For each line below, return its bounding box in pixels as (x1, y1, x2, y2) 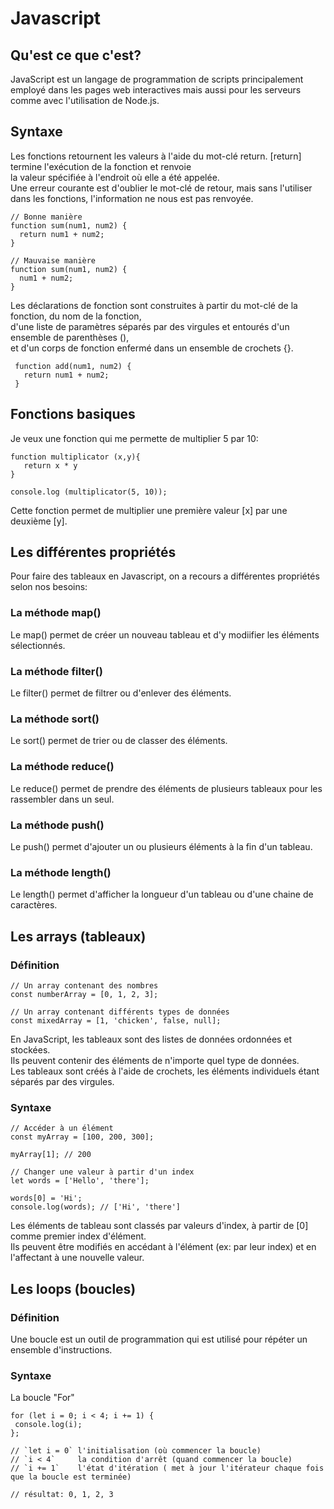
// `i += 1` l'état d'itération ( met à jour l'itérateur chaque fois (10, 1463, 325, 1474)
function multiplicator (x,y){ (10, 452, 141, 462)
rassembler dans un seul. (10, 793, 115, 805)
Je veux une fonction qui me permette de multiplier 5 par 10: (10, 432, 259, 444)
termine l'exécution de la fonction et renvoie (10, 160, 192, 172)
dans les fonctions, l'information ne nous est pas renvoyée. (10, 192, 254, 204)
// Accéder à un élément (10, 1123, 114, 1134)
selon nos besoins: (10, 581, 88, 593)
